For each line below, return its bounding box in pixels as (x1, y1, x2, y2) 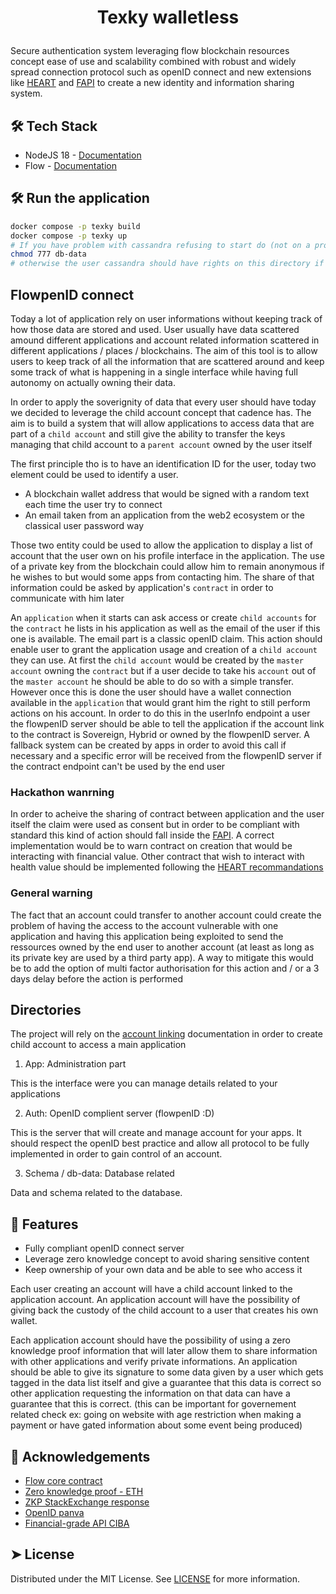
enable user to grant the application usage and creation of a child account (10, 644, 318, 655)
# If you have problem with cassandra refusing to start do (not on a (10, 240, 311, 250)
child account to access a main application (10, 1039, 187, 1051)
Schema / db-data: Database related (24, 1167, 175, 1180)
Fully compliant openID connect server (24, 1242, 185, 1255)
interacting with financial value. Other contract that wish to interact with (10, 851, 305, 863)
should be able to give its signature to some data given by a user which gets (10, 1366, 324, 1378)
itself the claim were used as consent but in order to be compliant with (10, 819, 300, 831)
